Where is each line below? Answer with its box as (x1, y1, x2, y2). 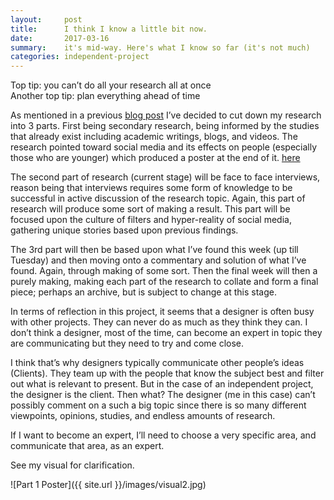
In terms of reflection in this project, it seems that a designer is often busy (10, 306, 315, 318)
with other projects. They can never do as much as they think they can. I (10, 316, 308, 328)
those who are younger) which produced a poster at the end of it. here (10, 152, 301, 164)
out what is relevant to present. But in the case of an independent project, (10, 378, 314, 390)
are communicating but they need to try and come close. (10, 337, 245, 350)
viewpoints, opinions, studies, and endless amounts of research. (10, 410, 276, 422)
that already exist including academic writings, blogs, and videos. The (10, 131, 298, 143)
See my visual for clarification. (10, 459, 135, 471)
